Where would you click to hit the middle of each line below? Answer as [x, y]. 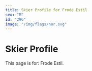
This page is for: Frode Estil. [35, 63]
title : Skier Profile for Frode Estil [46, 10]
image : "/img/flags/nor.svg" [36, 24]
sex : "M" [14, 15]
